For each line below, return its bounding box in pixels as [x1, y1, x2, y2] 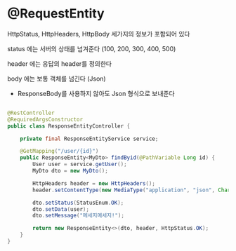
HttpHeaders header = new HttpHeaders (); [32, 179, 156, 187]
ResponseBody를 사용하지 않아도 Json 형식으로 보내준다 [17, 89, 175, 97]
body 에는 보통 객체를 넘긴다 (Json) [7, 74, 107, 83]
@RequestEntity [7, 6, 105, 22]
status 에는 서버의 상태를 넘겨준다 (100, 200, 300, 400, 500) [7, 44, 176, 53]
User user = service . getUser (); [32, 161, 128, 168]
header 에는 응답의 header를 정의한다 [7, 59, 112, 68]
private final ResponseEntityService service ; [20, 135, 159, 142]
